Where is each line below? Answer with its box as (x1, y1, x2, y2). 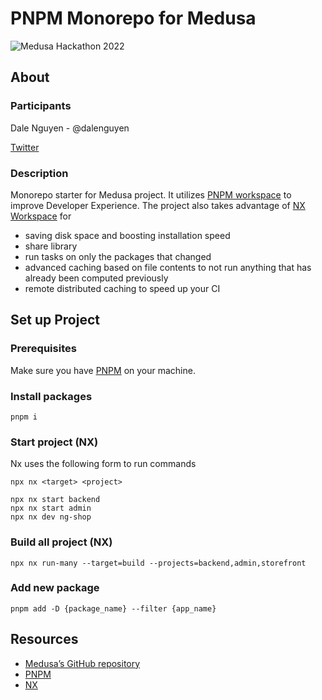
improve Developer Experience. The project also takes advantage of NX (10, 199, 306, 211)
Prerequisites (10, 342, 77, 356)
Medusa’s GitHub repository (24, 657, 141, 669)
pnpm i (10, 412, 38, 422)
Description (10, 166, 69, 180)
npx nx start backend (10, 495, 101, 505)
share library (24, 240, 78, 252)
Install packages (10, 389, 93, 403)
